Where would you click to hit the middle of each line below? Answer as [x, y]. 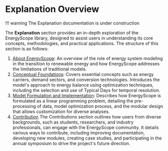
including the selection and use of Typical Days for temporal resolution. [86, 90]
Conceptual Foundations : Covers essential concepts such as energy [83, 74]
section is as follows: [27, 48]
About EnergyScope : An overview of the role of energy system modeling [88, 58]
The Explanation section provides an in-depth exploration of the [72, 32]
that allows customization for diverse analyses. [61, 111]
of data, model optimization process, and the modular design [100, 106]
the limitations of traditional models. [50, 69]
